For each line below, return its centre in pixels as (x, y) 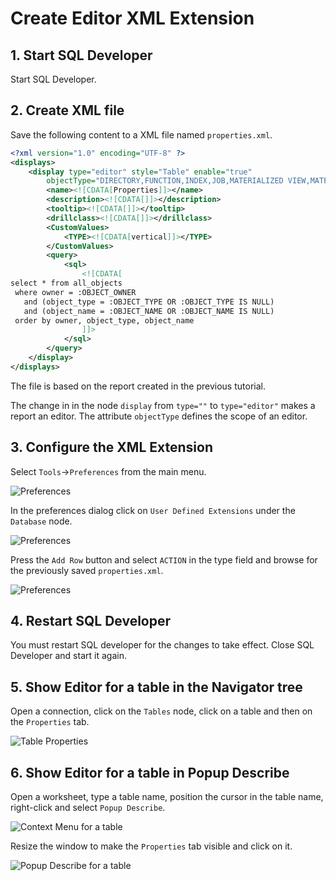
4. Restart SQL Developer (91, 621)
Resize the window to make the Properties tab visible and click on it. (151, 846)
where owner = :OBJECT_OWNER (75, 292)
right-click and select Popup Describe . (88, 808)
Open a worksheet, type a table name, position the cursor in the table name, (167, 797)
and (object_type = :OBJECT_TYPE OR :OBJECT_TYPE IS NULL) (149, 302)
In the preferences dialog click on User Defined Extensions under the (153, 510)
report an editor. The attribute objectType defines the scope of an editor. (159, 416)
